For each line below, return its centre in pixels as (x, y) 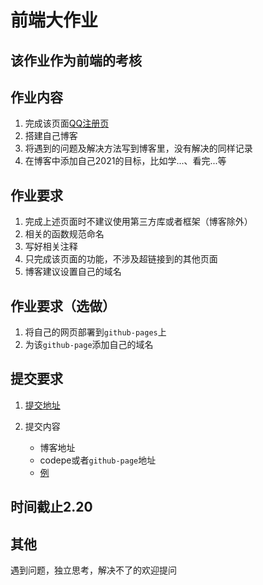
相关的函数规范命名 (64, 234)
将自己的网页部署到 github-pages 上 (95, 332)
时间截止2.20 (51, 507)
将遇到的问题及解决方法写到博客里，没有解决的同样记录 (138, 148)
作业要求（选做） (63, 306)
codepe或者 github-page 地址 (98, 460)
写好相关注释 (51, 247)
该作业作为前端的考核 (76, 60)
